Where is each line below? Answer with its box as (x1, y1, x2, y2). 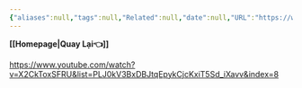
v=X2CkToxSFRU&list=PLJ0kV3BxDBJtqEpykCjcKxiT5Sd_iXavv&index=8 (9, 68, 280, 79)
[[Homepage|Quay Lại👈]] (9, 38, 110, 49)
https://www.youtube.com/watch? (9, 59, 136, 70)
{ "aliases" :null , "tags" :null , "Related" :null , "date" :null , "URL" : (9, 13, 255, 22)
